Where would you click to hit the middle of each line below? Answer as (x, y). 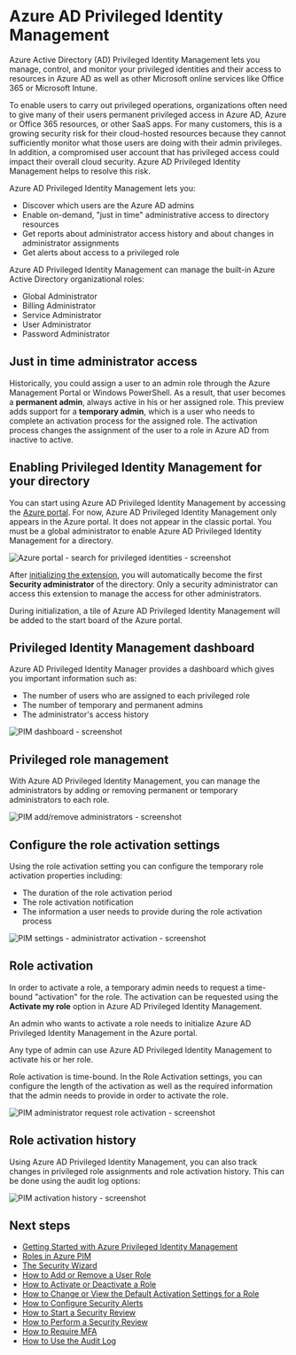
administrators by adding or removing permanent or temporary (124, 790)
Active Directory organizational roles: (77, 279)
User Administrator (56, 324)
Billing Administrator (59, 305)
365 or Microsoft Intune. (54, 88)
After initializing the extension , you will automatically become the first (136, 574)
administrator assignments (70, 243)
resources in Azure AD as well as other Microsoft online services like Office (147, 78)
